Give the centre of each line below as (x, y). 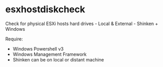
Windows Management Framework (50, 54)
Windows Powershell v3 (38, 49)
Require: (14, 39)
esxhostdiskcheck (45, 9)
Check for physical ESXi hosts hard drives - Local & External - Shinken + (82, 24)
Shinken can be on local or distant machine (58, 59)
